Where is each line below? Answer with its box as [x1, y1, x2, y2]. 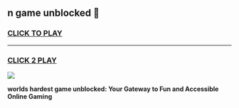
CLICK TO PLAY [7, 28, 63, 38]
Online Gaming [7, 92, 53, 100]
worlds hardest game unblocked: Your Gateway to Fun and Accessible [7, 85, 219, 93]
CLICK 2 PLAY [7, 55, 57, 65]
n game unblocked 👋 [7, 7, 100, 19]
